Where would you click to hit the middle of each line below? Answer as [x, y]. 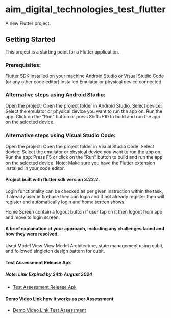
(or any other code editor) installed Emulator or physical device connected [83, 82]
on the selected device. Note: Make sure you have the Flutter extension [80, 163]
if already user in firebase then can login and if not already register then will [85, 196]
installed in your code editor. [35, 168]
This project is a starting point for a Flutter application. [62, 51]
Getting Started [30, 39]
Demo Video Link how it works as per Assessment [59, 299]
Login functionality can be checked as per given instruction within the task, [84, 191]
